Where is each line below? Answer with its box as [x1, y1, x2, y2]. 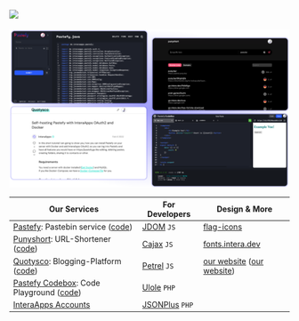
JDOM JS [141, 221, 176, 232]
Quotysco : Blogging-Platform [12, 255, 122, 266]
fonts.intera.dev [203, 238, 261, 249]
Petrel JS [141, 261, 174, 271]
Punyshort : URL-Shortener [12, 234, 111, 245]
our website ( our [203, 255, 264, 266]
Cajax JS [141, 238, 174, 249]
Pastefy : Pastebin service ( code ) [12, 221, 133, 232]
